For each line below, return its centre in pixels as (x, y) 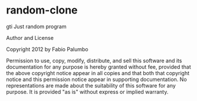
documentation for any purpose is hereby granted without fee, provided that (98, 67)
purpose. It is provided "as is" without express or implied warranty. (87, 92)
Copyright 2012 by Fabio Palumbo (47, 49)
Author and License (30, 38)
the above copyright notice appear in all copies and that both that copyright (98, 73)
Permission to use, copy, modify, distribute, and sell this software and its (94, 60)
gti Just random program (36, 26)
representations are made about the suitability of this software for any (91, 85)
